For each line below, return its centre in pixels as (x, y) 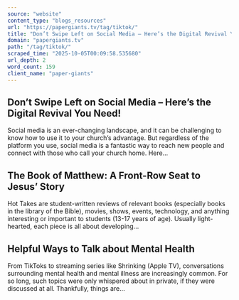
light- (205, 219)
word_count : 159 (31, 67)
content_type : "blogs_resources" (57, 21)
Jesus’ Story (36, 187)
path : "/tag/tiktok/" (39, 47)
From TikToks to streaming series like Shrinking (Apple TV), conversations (116, 266)
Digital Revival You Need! (64, 113)
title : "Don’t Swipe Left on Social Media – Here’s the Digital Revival (117, 34)
